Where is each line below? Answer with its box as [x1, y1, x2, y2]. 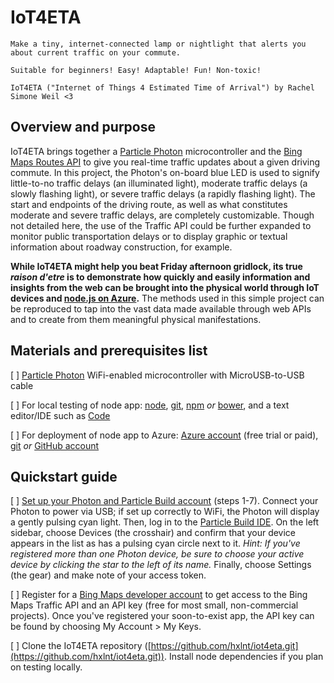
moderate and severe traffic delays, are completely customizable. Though [10, 209, 315, 221]
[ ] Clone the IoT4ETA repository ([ [10, 640, 152, 652]
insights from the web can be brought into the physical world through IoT [10, 281, 320, 293]
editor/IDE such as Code [10, 409, 111, 421]
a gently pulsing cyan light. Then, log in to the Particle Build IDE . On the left [10, 516, 320, 528]
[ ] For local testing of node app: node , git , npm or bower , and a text [10, 399, 290, 411]
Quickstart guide [10, 468, 118, 485]
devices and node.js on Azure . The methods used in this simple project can [10, 292, 325, 304]
